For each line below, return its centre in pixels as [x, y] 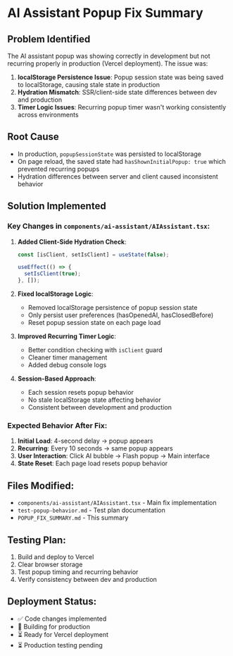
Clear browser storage [50, 564]
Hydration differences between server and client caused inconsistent [118, 176]
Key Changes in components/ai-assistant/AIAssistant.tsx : [108, 226]
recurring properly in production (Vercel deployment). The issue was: [108, 64]
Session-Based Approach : [57, 378]
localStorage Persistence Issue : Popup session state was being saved [120, 77]
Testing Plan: [37, 540]
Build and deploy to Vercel [56, 556]
